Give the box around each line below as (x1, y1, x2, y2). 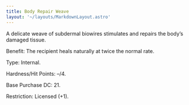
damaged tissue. (6, 36, 47, 43)
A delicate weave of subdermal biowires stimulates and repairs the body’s (6, 30, 184, 37)
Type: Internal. (6, 59, 41, 66)
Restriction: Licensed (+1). (6, 93, 69, 100)
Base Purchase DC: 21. (6, 81, 61, 88)
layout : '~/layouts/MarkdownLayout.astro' (6, 14, 111, 20)
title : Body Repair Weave (6, 8, 69, 15)
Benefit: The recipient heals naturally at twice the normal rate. (6, 47, 155, 54)
